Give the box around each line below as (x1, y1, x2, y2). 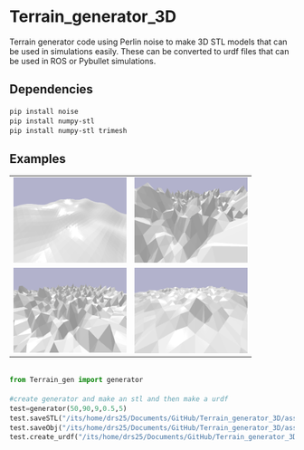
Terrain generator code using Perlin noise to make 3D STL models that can (9, 36, 288, 47)
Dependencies (9, 81, 93, 97)
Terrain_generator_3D (9, 6, 177, 27)
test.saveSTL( (9, 414, 63, 423)
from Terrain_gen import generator (9, 376, 144, 385)
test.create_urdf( (9, 433, 79, 442)
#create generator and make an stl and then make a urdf (9, 394, 229, 404)
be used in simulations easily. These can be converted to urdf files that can (9, 45, 290, 56)
